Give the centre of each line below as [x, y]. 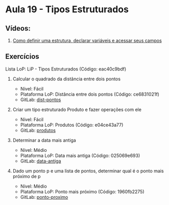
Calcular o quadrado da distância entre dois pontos [67, 79]
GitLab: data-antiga [41, 161]
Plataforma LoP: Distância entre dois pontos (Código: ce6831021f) [90, 94]
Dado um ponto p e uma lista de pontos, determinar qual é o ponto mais [88, 171]
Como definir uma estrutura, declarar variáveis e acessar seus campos [87, 40]
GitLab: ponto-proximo [44, 197]
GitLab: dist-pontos [41, 99]
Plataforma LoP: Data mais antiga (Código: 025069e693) [80, 155]
